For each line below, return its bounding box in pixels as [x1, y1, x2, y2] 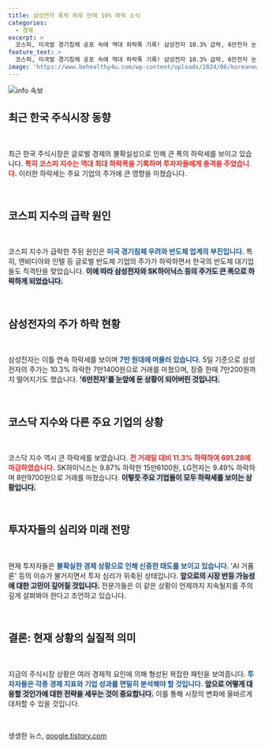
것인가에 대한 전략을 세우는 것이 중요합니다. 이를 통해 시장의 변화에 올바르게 [22, 689, 253, 698]
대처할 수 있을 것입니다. [8, 698, 80, 708]
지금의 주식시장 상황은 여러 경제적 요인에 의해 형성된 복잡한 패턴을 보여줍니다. [8, 669, 246, 678]
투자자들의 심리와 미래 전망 [8, 523, 130, 537]
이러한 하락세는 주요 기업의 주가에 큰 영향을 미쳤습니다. [18, 168, 188, 178]
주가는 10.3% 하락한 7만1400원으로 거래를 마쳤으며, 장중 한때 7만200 [28, 365, 244, 374]
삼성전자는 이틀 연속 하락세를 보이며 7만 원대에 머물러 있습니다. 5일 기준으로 [8, 355, 241, 364]
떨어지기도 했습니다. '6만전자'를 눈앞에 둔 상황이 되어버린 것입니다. [16, 374, 221, 384]
